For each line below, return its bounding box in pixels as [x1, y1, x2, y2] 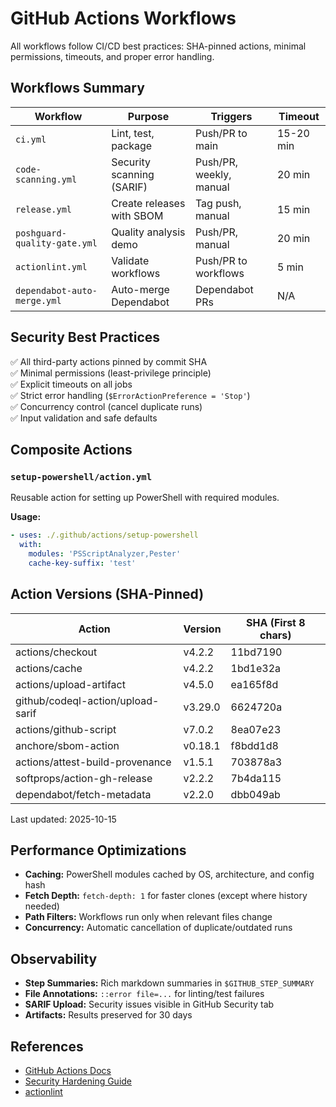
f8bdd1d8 [230, 738, 279, 752]
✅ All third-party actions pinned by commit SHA [10, 355, 208, 367]
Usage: [10, 511, 42, 523]
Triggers [210, 109, 253, 123]
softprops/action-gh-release [15, 771, 153, 785]
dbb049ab [230, 787, 281, 801]
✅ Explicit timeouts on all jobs [10, 378, 133, 390]
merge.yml [15, 295, 62, 306]
